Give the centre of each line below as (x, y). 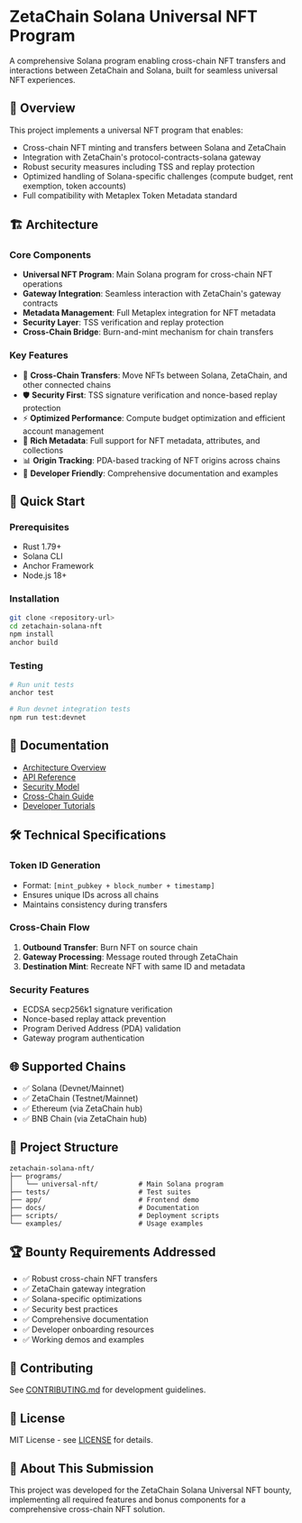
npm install (32, 634)
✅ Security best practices (70, 1308)
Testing (26, 666)
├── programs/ (36, 1176)
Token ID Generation (55, 866)
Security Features (50, 989)
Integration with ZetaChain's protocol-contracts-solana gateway (142, 157)
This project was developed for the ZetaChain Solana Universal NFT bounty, (151, 1490)
